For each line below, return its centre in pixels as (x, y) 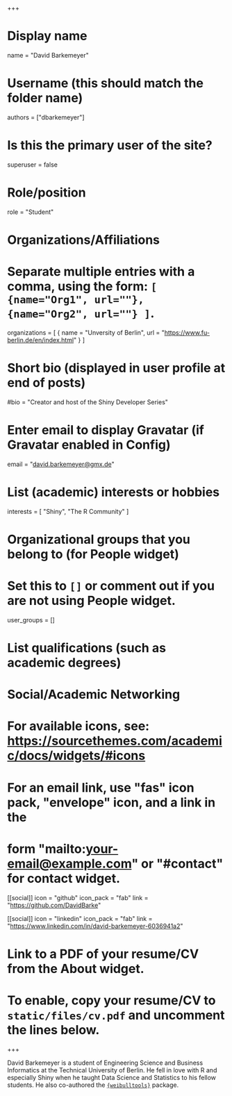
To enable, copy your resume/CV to (111, 1000)
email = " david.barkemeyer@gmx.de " (61, 464)
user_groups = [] (31, 620)
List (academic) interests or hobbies (114, 492)
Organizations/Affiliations (84, 240)
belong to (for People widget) (93, 554)
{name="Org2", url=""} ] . (81, 314)
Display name (47, 36)
